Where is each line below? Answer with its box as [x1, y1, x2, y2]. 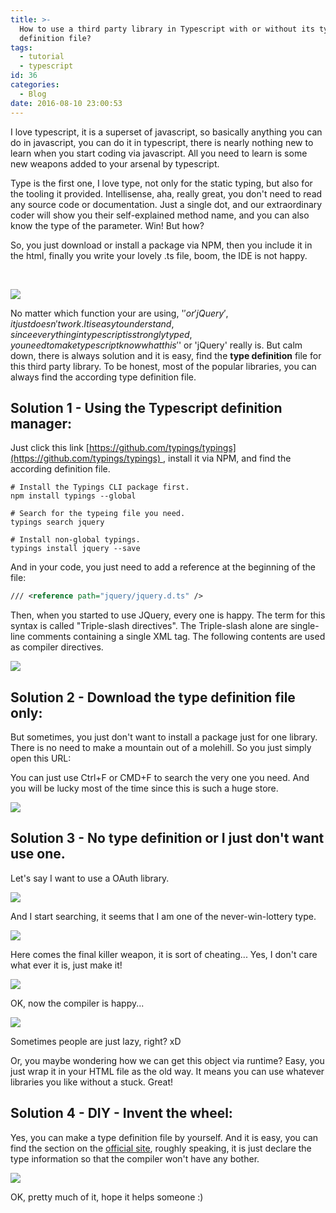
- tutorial [19, 52, 65, 62]
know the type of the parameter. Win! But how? [10, 219, 205, 231]
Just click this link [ [10, 442, 90, 454]
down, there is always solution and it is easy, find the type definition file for [10, 349, 322, 361]
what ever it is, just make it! [10, 959, 123, 971]
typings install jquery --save [10, 544, 141, 554]
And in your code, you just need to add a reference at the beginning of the [10, 561, 317, 573]
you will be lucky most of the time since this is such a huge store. [10, 782, 279, 794]
